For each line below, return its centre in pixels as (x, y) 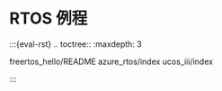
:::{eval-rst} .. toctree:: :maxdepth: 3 (75, 44)
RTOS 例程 (49, 18)
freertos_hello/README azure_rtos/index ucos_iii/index (111, 61)
